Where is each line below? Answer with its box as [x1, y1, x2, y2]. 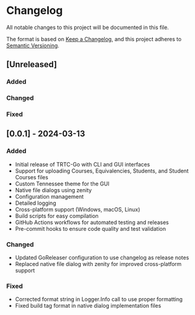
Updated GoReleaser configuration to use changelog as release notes [15, 254, 190, 261]
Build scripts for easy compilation [15, 212, 99, 219]
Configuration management [15, 193, 84, 200]
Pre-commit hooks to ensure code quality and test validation [15, 225, 167, 232]
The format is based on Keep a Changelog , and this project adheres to [6, 35, 182, 42]
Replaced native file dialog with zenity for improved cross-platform [15, 260, 182, 268]
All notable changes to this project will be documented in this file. [6, 24, 170, 31]
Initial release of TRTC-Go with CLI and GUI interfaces [15, 161, 150, 168]
